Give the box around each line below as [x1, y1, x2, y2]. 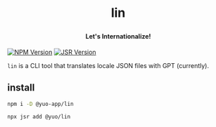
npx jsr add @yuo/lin [7, 113, 71, 120]
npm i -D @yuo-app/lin [7, 100, 74, 107]
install [7, 82, 35, 94]
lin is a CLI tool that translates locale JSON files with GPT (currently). [7, 61, 210, 69]
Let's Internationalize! [85, 32, 151, 41]
